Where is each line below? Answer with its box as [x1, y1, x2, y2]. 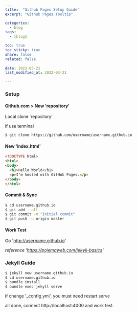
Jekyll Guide [5, 260, 36, 267]
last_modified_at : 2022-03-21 [5, 70, 67, 75]
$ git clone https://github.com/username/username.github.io [5, 133, 133, 137]
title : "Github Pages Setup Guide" [5, 7, 80, 12]
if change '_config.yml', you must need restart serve [5, 293, 110, 299]
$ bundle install [5, 280, 41, 285]
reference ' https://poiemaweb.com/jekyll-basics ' [5, 247, 104, 253]
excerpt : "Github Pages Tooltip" [5, 12, 73, 17]
